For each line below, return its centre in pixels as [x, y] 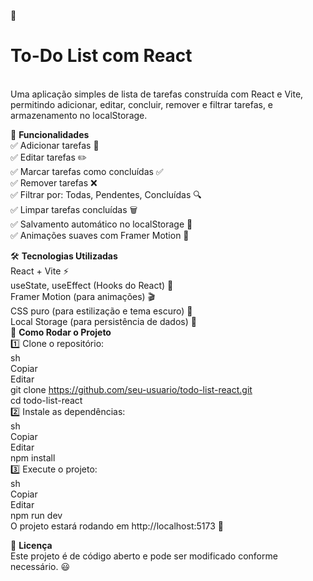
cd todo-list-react [46, 400]
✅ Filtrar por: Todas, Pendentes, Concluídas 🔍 [106, 194]
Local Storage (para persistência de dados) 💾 [103, 321]
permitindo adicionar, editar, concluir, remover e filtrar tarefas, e [142, 104]
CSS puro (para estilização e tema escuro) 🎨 [101, 311]
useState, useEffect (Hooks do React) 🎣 [92, 285]
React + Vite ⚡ [40, 271]
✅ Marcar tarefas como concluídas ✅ [87, 171]
